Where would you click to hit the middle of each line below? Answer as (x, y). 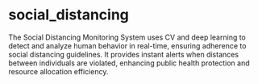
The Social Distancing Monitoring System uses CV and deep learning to (127, 37)
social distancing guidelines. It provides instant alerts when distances (124, 54)
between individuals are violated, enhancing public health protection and (129, 63)
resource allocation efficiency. (58, 71)
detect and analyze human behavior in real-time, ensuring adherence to (127, 45)
